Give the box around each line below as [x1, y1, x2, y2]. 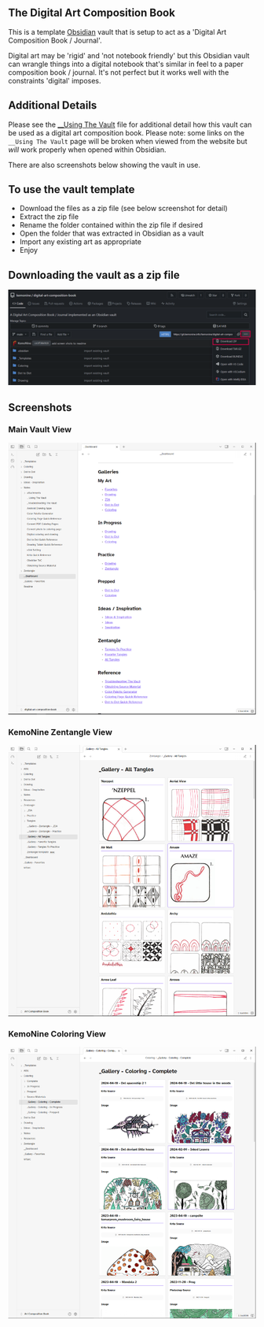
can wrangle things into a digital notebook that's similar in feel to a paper [8, 59, 244, 69]
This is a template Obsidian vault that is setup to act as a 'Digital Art [8, 27, 227, 36]
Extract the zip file [19, 212, 79, 221]
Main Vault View [8, 424, 72, 436]
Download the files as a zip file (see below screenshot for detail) [19, 204, 228, 213]
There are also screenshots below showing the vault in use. [8, 160, 201, 169]
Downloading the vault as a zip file [8, 268, 180, 282]
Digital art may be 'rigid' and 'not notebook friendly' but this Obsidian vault [8, 50, 250, 60]
